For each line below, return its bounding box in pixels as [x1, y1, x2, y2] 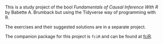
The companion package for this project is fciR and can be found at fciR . [5, 34, 153, 39]
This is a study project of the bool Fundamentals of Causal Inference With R [5, 4, 158, 10]
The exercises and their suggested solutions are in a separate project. [5, 24, 146, 30]
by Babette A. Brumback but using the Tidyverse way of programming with [5, 9, 156, 15]
